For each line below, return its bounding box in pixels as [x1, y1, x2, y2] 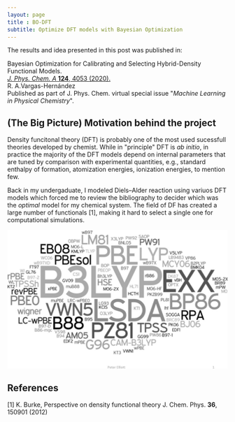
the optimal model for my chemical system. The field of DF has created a [7, 201, 218, 210]
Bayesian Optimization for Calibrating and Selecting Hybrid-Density [7, 59, 201, 68]
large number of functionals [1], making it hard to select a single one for [7, 208, 213, 217]
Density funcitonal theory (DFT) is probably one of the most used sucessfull [7, 136, 226, 144]
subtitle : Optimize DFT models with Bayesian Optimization [7, 26, 183, 33]
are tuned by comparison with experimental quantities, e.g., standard [7, 158, 206, 166]
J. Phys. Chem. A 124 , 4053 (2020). [7, 74, 111, 83]
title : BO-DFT [7, 18, 52, 26]
